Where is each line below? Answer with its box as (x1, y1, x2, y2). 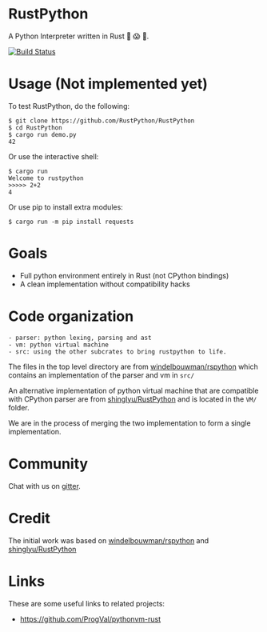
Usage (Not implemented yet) (8, 75, 208, 93)
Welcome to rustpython (8, 174, 84, 182)
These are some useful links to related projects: (8, 598, 165, 608)
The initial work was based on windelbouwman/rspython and (8, 535, 209, 545)
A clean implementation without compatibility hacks (19, 279, 190, 289)
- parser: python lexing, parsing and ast (8, 334, 152, 342)
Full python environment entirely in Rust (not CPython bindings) (19, 270, 229, 280)
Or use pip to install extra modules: (8, 202, 124, 212)
